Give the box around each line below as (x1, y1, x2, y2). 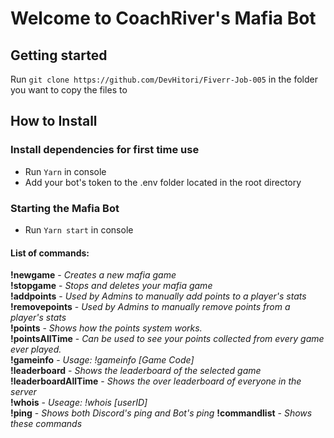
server (10, 386, 37, 398)
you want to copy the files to (10, 84, 128, 96)
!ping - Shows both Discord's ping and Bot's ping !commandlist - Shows (10, 407, 313, 419)
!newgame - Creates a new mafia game (10, 269, 177, 281)
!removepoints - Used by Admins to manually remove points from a (10, 301, 291, 313)
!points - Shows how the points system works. (10, 322, 203, 334)
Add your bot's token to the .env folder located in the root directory (24, 176, 302, 188)
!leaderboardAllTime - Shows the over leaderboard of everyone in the (10, 375, 302, 387)
